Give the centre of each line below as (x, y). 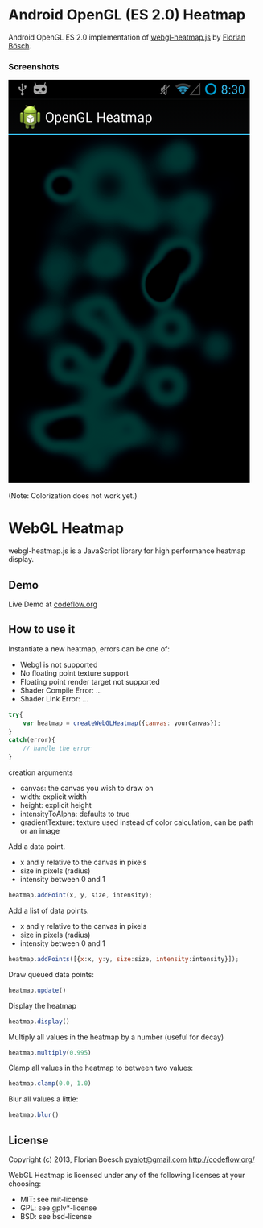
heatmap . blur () (34, 1115)
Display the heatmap (42, 1005)
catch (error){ (32, 740)
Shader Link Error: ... (54, 698)
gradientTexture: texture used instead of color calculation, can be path (137, 822)
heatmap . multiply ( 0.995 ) (50, 1053)
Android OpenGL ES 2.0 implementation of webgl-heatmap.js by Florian (127, 37)
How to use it (42, 629)
